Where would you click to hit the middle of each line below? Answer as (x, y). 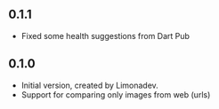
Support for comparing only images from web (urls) (116, 94)
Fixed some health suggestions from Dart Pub (105, 35)
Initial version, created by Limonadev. (90, 85)
